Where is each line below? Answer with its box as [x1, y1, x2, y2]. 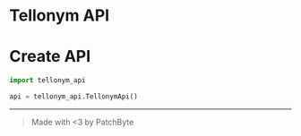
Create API [9, 47, 91, 67]
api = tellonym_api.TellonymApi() [9, 92, 139, 101]
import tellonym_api [9, 76, 87, 85]
